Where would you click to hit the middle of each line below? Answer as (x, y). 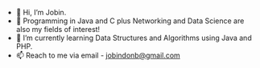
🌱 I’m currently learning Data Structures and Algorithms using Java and (134, 38)
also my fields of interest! (58, 29)
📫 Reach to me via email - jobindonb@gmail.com (98, 55)
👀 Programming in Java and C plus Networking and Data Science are (130, 21)
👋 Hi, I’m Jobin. (41, 12)
